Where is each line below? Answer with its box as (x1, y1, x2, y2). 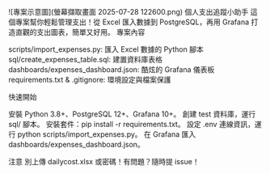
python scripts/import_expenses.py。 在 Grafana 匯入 (17, 129, 196, 139)
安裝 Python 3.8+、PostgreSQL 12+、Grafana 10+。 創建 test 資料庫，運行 (8, 109, 256, 119)
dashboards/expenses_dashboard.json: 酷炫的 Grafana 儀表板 (8, 65, 215, 74)
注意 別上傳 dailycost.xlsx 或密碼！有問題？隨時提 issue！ (8, 157, 200, 166)
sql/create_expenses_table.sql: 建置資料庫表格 (8, 55, 163, 64)
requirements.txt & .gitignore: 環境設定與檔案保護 (8, 75, 171, 84)
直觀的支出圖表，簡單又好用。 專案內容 (15, 28, 146, 36)
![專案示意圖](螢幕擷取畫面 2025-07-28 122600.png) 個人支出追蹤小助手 (8, 7, 249, 16)
